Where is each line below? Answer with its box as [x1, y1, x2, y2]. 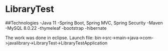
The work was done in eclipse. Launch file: [5, 35, 94, 41]
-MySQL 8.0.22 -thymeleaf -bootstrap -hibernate [5, 25, 107, 31]
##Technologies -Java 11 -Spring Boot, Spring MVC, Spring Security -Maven [5, 20, 163, 26]
